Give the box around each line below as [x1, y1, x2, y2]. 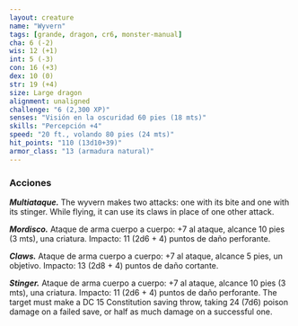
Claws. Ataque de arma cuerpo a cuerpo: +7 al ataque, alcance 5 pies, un [9, 251, 284, 261]
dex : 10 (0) [9, 72, 54, 81]
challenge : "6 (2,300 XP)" [9, 105, 110, 114]
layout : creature [9, 13, 74, 22]
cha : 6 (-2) [9, 38, 54, 48]
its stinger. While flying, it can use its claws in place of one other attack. [9, 206, 275, 216]
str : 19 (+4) [9, 80, 58, 89]
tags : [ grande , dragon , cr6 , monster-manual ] [9, 30, 182, 39]
